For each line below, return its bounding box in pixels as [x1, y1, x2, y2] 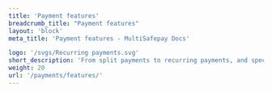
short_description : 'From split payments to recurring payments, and [8, 56, 249, 65]
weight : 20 [8, 64, 45, 73]
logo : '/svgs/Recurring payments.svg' [8, 49, 139, 57]
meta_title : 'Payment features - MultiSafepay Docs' [8, 34, 190, 43]
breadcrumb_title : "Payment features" [8, 19, 139, 27]
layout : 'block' [8, 27, 63, 35]
